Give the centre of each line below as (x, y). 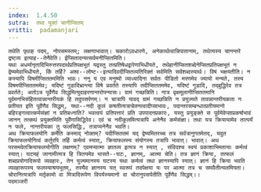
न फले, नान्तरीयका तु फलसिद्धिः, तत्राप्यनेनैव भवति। (69, 127)
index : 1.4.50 (33, 15)
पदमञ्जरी (18, 182)
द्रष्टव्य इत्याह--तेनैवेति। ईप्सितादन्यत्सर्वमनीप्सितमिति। (67, 58)
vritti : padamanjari (43, 30)
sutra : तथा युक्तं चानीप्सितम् (46, 23)
